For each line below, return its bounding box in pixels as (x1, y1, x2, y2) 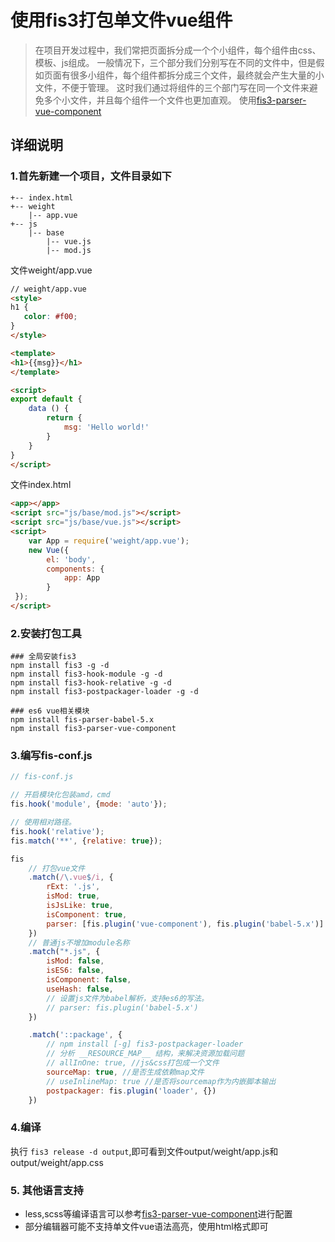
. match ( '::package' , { (28, 1030, 123, 1040)
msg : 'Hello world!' (63, 422, 150, 432)
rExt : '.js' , (46, 882, 101, 892)
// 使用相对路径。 (10, 817, 77, 828)
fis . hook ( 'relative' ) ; (10, 826, 105, 836)
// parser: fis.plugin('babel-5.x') (46, 1002, 199, 1013)
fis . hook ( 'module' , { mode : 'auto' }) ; (10, 799, 168, 810)
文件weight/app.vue (10, 264, 93, 276)
